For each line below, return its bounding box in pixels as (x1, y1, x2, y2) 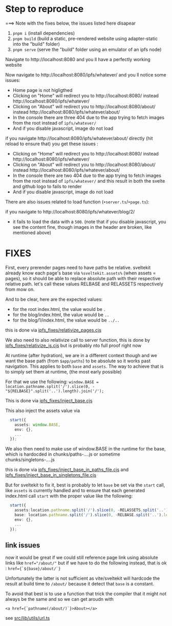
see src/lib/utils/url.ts (5, 615, 50, 621)
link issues (5, 541, 40, 550)
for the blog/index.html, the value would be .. (12, 311, 110, 318)
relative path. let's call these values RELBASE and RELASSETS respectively (5, 281, 164, 287)
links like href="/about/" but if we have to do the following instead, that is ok (5, 560, 167, 566)
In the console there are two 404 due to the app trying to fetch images (12, 172, 161, 179)
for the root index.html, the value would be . (12, 306, 106, 312)
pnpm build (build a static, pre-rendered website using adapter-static (12, 35, 158, 42)
